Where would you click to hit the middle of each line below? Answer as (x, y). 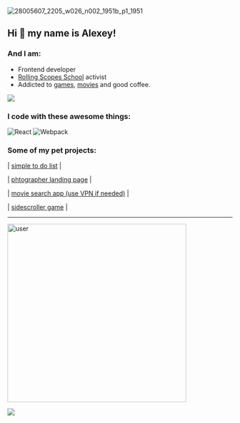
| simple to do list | (35, 166)
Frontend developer (47, 69)
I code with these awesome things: (69, 116)
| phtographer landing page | (50, 180)
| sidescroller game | (37, 208)
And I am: (24, 53)
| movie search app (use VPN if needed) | (69, 193)
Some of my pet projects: (52, 150)
